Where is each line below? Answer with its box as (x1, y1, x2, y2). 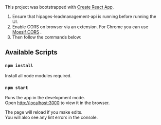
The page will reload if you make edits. (5, 109, 83, 115)
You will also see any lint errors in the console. (5, 114, 98, 120)
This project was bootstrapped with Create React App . (5, 4, 114, 10)
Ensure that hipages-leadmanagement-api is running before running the (12, 14, 157, 19)
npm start (5, 85, 28, 90)
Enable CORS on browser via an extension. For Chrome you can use (12, 24, 148, 30)
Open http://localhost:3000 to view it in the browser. (5, 100, 110, 106)
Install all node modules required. (5, 72, 72, 78)
